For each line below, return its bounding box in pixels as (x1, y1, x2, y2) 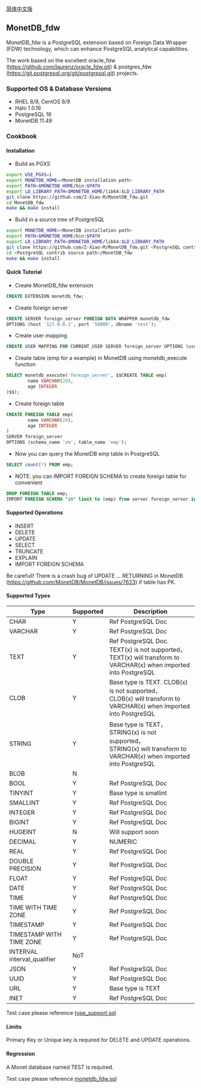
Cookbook (6, 132, 37, 141)
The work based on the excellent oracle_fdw (6, 56, 115, 64)
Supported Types (6, 592, 51, 599)
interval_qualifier (9, 955, 56, 963)
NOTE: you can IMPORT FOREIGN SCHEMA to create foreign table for (14, 472, 187, 480)
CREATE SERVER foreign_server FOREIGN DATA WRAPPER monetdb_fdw (6, 316, 170, 322)
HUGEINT (9, 828, 37, 837)
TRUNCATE (14, 547, 44, 555)
